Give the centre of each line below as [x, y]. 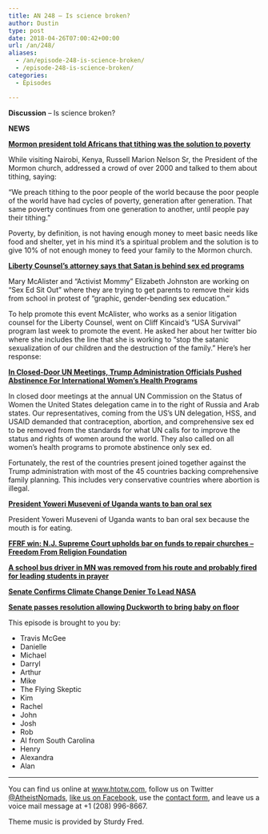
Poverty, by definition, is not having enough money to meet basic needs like [133, 233]
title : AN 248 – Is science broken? [69, 16]
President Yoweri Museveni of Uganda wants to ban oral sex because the [129, 519]
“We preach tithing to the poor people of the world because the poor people [134, 192]
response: [25, 356]
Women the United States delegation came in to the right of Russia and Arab [134, 404]
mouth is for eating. [40, 528]
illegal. [19, 488]
